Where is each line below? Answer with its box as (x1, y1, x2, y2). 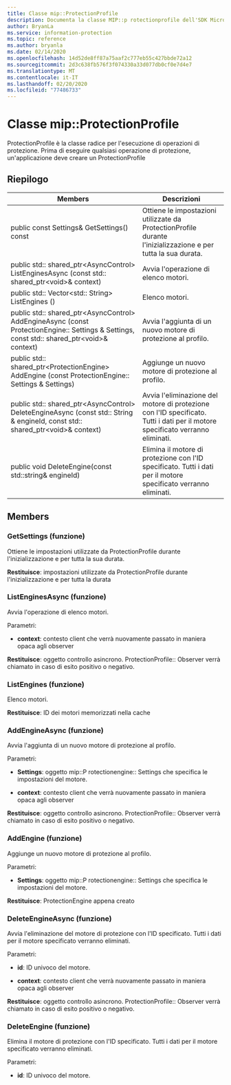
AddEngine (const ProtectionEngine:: (10, 371, 130, 380)
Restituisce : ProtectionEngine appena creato (7, 897, 135, 905)
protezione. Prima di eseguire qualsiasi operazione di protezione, (7, 146, 191, 155)
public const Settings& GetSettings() (10, 223, 129, 232)
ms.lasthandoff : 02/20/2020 (7, 80, 88, 87)
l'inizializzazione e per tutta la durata (7, 575, 111, 583)
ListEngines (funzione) (7, 679, 85, 689)
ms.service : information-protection (7, 29, 112, 36)
